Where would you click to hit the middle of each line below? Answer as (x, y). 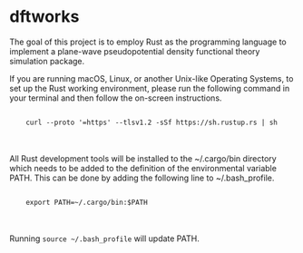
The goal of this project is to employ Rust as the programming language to (148, 42)
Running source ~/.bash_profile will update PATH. (104, 238)
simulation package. (47, 61)
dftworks (44, 17)
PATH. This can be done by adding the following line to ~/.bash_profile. (142, 178)
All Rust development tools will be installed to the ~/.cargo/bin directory (143, 158)
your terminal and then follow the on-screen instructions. (116, 98)
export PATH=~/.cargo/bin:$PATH (87, 202)
